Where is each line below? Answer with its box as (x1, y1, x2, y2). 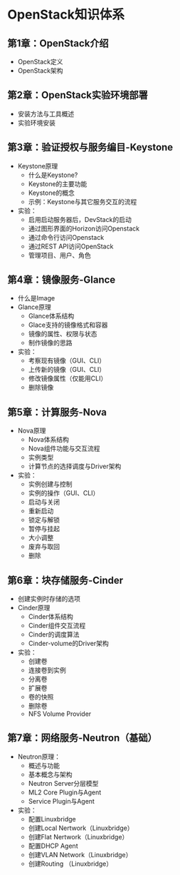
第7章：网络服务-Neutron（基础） (7, 732, 158, 744)
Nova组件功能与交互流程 (28, 444, 100, 453)
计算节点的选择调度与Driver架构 (28, 462, 122, 471)
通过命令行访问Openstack (28, 233, 105, 241)
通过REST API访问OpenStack (28, 242, 114, 251)
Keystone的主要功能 (28, 179, 88, 188)
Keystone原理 (17, 161, 58, 170)
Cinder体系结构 (28, 612, 73, 621)
